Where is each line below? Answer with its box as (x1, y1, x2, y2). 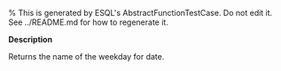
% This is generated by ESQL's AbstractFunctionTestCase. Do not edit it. (8, 8, 273, 18)
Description (8, 35, 53, 44)
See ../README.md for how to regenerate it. (8, 17, 169, 28)
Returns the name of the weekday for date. (8, 51, 165, 61)
